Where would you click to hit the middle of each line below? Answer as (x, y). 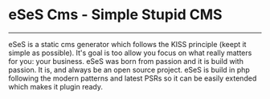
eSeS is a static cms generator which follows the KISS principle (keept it (127, 44)
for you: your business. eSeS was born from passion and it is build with (126, 61)
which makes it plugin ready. (55, 86)
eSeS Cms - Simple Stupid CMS (115, 15)
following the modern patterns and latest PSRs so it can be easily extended (133, 78)
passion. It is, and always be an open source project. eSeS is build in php (129, 69)
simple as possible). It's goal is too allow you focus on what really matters (130, 53)
